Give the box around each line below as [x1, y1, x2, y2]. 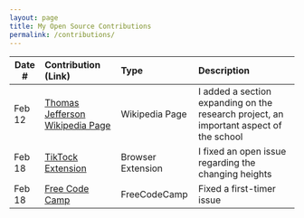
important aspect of [198, 119, 282, 132]
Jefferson [44, 108, 86, 120]
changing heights [198, 168, 272, 181]
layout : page [9, 13, 59, 23]
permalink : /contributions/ [9, 30, 116, 39]
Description [198, 64, 251, 77]
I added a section [198, 85, 271, 98]
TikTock [44, 151, 79, 164]
